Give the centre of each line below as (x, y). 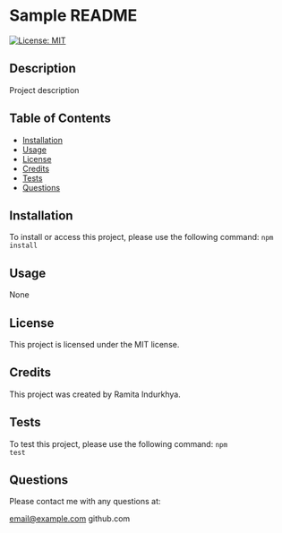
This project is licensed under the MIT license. (94, 344)
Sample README (73, 16)
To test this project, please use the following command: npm (119, 443)
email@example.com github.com (70, 519)
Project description (44, 90)
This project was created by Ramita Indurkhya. (95, 394)
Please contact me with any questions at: (85, 502)
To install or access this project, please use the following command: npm (141, 237)
